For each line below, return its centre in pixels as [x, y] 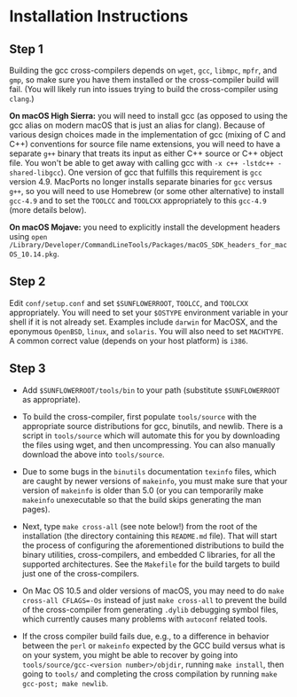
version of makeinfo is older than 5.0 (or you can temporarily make [143, 490]
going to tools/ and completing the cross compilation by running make [149, 674]
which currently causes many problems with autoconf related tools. [145, 619]
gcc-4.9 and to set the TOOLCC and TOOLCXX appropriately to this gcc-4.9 [138, 200]
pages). [36, 509]
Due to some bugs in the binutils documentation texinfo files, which [149, 471]
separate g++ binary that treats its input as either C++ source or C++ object [146, 153]
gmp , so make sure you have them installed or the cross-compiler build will [144, 80]
